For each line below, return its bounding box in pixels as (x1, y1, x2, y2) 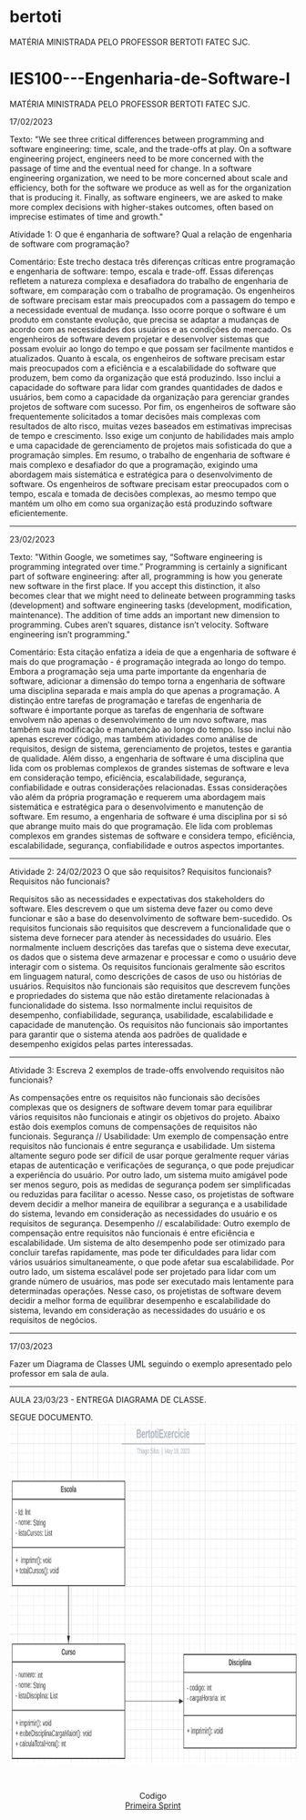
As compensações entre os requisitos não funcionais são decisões (9, 1092, 260, 1103)
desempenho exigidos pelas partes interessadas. (9, 1038, 194, 1049)
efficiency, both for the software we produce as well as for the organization (9, 182, 291, 193)
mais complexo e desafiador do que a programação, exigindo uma (9, 459, 258, 470)
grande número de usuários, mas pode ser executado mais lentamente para (9, 1276, 294, 1286)
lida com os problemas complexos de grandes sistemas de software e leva (9, 762, 290, 773)
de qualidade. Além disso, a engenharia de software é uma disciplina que (9, 753, 284, 764)
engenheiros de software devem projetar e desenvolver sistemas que (9, 333, 270, 344)
